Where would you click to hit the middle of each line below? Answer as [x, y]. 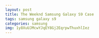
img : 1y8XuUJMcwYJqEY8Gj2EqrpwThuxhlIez [48, 28]
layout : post [19, 10]
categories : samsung [26, 23]
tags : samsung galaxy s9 [31, 19]
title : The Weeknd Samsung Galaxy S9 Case [49, 14]
